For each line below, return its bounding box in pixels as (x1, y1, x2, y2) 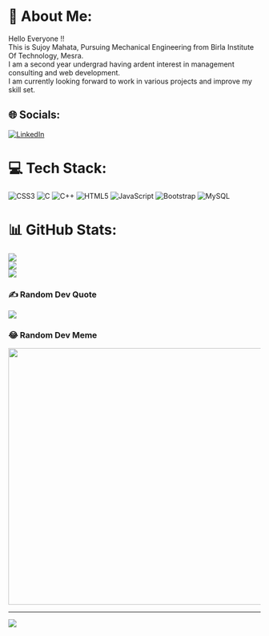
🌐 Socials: (8, 108, 61, 122)
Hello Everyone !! (8, 34, 65, 43)
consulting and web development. (8, 67, 121, 77)
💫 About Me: (8, 7, 93, 26)
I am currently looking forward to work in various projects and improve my (8, 76, 252, 86)
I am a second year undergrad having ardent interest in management (8, 59, 235, 69)
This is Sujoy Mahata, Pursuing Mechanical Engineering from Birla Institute (8, 42, 255, 51)
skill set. (8, 84, 36, 95)
